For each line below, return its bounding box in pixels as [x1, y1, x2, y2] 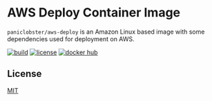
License [7, 68, 42, 80]
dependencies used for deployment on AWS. [7, 34, 135, 43]
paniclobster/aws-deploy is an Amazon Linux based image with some [7, 27, 205, 36]
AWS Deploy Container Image [7, 5, 181, 21]
